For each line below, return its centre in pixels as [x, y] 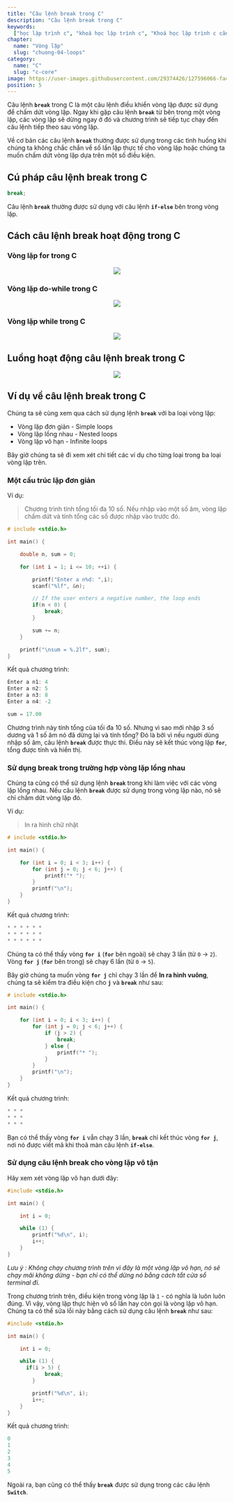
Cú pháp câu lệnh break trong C [77, 177]
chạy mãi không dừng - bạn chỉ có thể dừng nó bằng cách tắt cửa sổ [107, 1275]
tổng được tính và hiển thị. [45, 749]
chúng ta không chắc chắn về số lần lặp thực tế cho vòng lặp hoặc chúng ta [116, 148]
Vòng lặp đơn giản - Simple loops [65, 427]
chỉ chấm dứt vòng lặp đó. [45, 798]
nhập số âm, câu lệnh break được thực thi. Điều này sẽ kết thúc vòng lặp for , [117, 742]
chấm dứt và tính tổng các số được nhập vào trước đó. [102, 516]
